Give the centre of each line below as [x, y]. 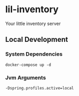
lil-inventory [32, 9]
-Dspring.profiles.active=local [39, 88]
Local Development [37, 40]
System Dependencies [34, 54]
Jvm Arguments [26, 78]
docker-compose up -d [28, 65]
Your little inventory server [33, 23]
